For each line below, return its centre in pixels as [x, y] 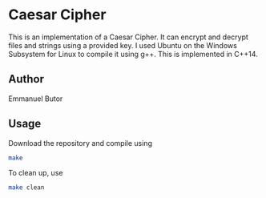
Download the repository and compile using [80, 143]
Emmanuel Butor [36, 99]
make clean [26, 188]
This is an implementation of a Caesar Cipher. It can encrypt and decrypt [128, 37]
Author [26, 79]
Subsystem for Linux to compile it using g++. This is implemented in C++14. [133, 54]
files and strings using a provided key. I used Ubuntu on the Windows [123, 45]
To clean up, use [36, 173]
